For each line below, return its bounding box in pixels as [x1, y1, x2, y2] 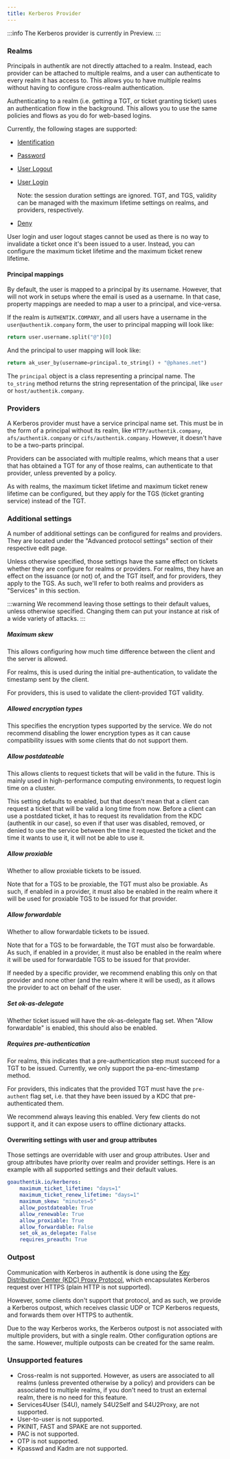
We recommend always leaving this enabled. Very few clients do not [7, 1113, 200, 1121]
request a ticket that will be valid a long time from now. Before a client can [7, 805, 216, 813]
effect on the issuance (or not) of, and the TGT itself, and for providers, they [7, 572, 222, 580]
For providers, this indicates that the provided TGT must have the [7, 1085, 191, 1093]
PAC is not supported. [16, 1429, 79, 1438]
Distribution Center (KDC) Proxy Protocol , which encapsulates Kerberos [7, 1275, 210, 1284]
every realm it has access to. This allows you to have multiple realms [7, 76, 201, 84]
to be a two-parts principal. [7, 441, 84, 450]
